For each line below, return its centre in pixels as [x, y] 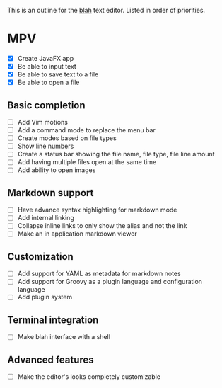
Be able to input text [47, 66]
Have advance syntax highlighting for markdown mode [97, 210]
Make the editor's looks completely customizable [89, 377]
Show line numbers [46, 146]
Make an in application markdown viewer [77, 234]
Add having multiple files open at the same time [87, 162]
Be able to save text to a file [58, 74]
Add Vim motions [43, 122]
